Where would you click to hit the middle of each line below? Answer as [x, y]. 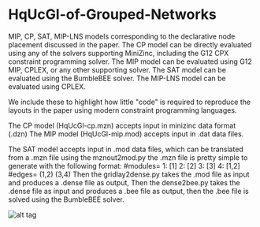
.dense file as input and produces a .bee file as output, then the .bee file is [129, 191]
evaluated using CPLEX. [47, 86]
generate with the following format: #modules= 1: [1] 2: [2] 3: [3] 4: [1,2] [124, 166]
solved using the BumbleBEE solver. [66, 199]
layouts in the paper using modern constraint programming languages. [123, 110]
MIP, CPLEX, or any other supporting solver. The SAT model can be [117, 69]
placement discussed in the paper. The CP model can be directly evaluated [130, 44]
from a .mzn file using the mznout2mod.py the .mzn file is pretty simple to [128, 157]
